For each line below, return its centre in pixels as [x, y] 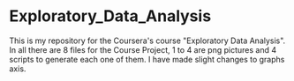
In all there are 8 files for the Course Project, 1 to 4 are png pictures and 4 [143, 49]
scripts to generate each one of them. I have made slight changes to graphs [147, 59]
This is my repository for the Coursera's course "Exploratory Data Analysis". [147, 40]
